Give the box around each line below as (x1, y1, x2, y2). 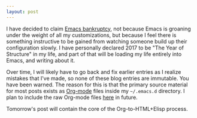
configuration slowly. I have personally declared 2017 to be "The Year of (6, 44, 184, 51)
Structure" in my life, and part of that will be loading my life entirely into (6, 50, 182, 57)
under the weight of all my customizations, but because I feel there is (6, 31, 177, 39)
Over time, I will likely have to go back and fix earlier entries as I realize (6, 68, 181, 75)
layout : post (6, 8, 39, 15)
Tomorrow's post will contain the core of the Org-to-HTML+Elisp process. (6, 105, 189, 112)
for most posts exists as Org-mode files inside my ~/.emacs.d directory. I (6, 87, 185, 94)
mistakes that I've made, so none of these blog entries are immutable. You (6, 74, 189, 82)
